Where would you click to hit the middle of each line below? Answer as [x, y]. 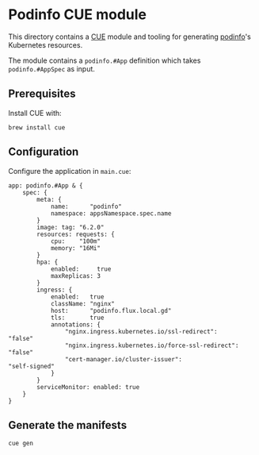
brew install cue [37, 127]
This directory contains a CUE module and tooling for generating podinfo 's [129, 37]
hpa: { [48, 262]
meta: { [49, 199]
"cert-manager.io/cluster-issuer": [123, 359]
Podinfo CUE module [78, 15]
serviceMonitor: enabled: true [88, 387]
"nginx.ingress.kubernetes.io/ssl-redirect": [141, 331]
